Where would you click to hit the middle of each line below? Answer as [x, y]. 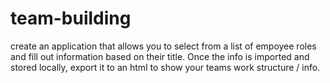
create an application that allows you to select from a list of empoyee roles [163, 46]
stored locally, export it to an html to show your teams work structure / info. [165, 67]
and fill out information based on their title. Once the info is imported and [160, 56]
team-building [71, 18]
